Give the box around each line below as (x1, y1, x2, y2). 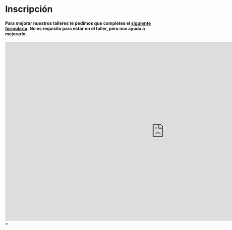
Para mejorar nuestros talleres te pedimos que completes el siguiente (5, 20, 151, 26)
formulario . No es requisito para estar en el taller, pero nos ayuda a (5, 25, 145, 31)
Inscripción (5, 3, 53, 15)
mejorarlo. (5, 31, 27, 37)
